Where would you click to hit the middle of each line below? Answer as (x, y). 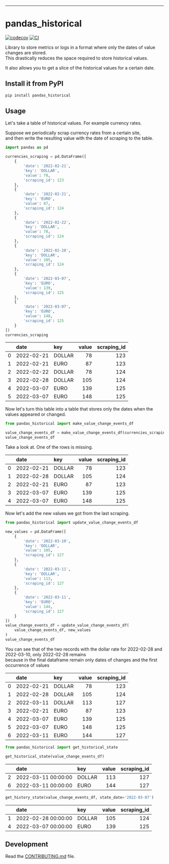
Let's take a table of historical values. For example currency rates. (73, 123)
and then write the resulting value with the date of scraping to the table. (79, 138)
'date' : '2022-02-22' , (47, 222)
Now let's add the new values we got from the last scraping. (67, 513)
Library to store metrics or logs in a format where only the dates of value (80, 47)
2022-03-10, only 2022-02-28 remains (46, 654)
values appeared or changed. (36, 415)
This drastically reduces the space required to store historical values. (77, 58)
